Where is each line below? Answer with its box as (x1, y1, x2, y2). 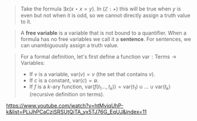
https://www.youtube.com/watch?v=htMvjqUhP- (6, 102, 124, 109)
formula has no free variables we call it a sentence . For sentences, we (20, 36, 191, 43)
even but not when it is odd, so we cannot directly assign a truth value (20, 12, 191, 19)
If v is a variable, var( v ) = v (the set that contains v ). (29, 71, 156, 78)
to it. (20, 18, 32, 25)
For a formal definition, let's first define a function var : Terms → (20, 53, 177, 60)
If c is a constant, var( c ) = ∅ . (29, 77, 99, 84)
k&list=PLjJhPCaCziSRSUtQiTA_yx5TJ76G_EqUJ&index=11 (6, 108, 147, 115)
